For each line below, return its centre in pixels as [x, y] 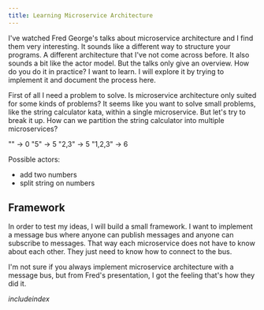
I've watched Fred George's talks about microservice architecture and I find [131, 38]
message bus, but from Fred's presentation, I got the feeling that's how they [132, 275]
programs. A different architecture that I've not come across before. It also [129, 54]
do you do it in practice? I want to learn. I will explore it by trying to [116, 71]
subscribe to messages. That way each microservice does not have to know [132, 243]
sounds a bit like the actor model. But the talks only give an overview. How [129, 63]
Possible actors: [34, 159]
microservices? [33, 129]
